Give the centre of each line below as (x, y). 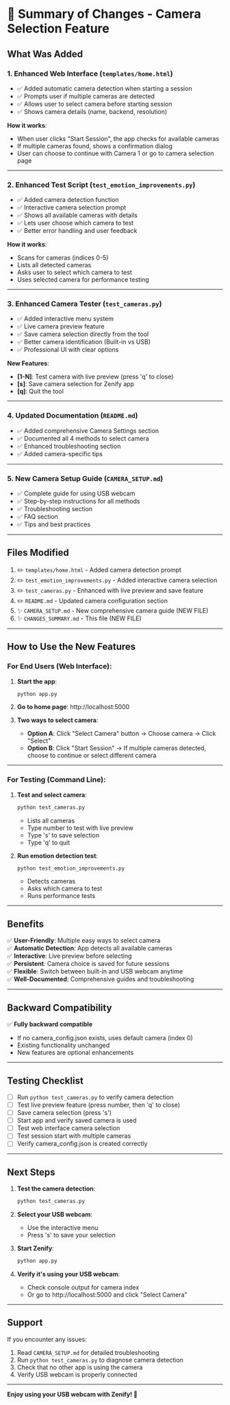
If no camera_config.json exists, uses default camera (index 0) (105, 1038)
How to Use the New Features (72, 647)
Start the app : (37, 681)
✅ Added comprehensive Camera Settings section (88, 430)
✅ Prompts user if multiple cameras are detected (86, 96)
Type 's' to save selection (63, 835)
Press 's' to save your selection (71, 1235)
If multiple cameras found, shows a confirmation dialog (94, 146)
